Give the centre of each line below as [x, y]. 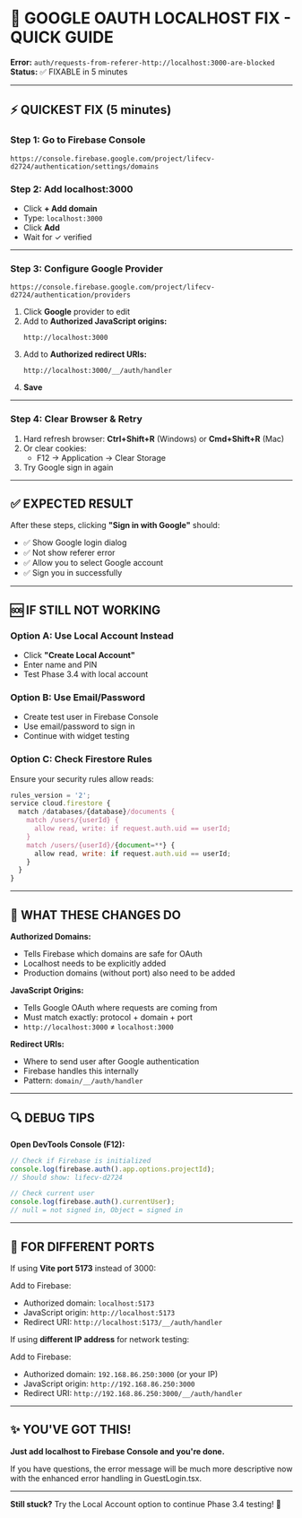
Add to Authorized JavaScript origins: [95, 321]
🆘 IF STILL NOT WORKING [86, 610]
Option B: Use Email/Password [78, 697]
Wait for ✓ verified [57, 237]
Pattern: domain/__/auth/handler [83, 1080]
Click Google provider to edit [77, 312]
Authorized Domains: [51, 937]
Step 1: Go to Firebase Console [78, 140]
